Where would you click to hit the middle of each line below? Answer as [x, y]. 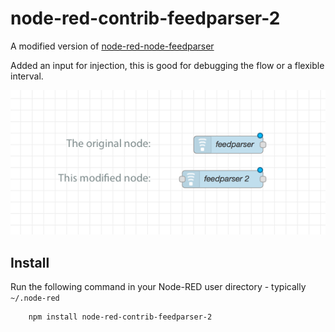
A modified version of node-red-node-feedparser [112, 46]
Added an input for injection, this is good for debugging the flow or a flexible [167, 65]
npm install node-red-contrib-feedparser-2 [120, 317]
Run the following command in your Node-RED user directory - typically [158, 287]
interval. [27, 76]
